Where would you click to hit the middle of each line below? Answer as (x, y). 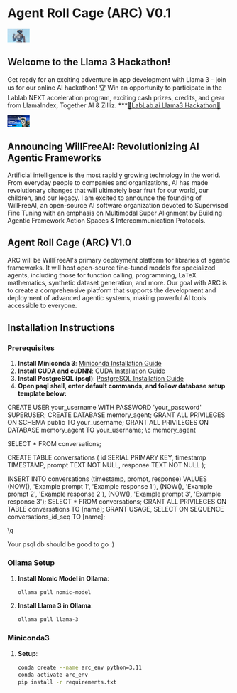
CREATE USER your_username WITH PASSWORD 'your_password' (105, 408)
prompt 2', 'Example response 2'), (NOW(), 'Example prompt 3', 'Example (114, 494)
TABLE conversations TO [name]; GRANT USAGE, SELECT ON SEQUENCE (116, 509)
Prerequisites (31, 348)
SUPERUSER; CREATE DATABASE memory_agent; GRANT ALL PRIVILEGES (116, 415)
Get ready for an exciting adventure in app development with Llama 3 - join (117, 79)
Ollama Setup (31, 563)
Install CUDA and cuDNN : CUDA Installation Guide (91, 371)
